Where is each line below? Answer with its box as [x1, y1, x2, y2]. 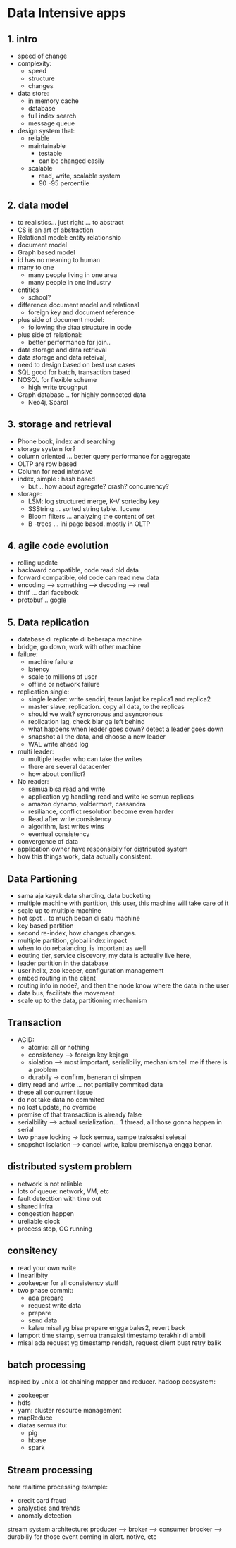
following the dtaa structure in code [27, 323, 132, 331]
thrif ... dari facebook [17, 589, 79, 597]
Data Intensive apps [7, 5, 127, 21]
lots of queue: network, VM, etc [17, 1186, 110, 1196]
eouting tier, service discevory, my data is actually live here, [17, 952, 192, 960]
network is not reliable [17, 1179, 82, 1188]
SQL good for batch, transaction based [17, 368, 131, 376]
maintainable [27, 142, 66, 149]
